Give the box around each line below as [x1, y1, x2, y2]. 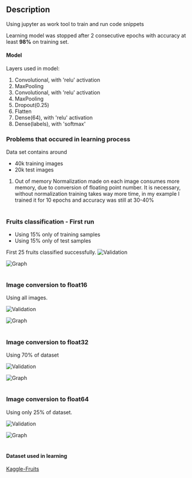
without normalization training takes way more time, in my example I [14, 190, 180, 198]
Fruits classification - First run [6, 217, 94, 225]
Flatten [14, 108, 32, 115]
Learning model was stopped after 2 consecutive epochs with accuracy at [6, 32, 187, 39]
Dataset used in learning [6, 452, 68, 459]
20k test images [14, 166, 54, 173]
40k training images [14, 160, 64, 167]
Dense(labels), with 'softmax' [14, 121, 86, 128]
